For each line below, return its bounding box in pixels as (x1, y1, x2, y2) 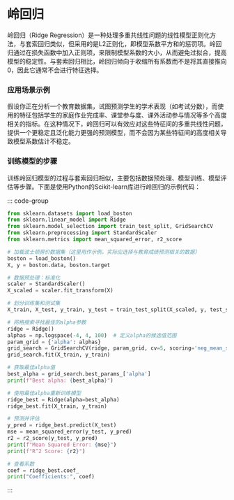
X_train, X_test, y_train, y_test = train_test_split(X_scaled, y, (7, 306, 208, 313)
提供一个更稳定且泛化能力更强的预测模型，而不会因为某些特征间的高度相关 (7, 129, 221, 137)
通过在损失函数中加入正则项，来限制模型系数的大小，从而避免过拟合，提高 (13, 48, 227, 57)
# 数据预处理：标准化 (7, 274, 61, 281)
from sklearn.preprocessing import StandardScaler (7, 229, 157, 236)
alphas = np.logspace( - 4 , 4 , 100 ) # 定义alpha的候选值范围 (7, 331, 177, 339)
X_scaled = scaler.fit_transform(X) (7, 287, 114, 294)
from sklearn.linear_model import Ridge (7, 216, 127, 224)
